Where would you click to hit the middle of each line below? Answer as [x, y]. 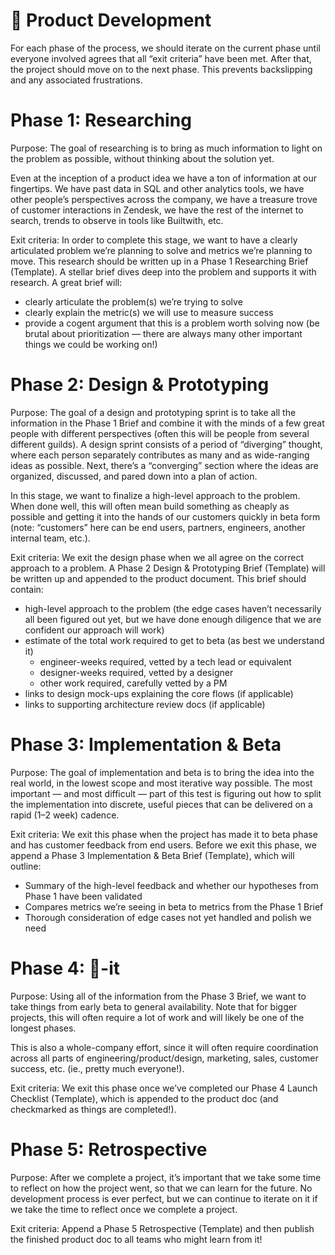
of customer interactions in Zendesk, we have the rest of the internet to [157, 210]
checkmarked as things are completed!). [93, 1109]
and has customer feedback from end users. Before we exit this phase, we [163, 845]
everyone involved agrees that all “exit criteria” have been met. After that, [161, 58]
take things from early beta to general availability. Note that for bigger [154, 1006]
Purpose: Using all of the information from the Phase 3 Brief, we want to [158, 996]
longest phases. [43, 1028]
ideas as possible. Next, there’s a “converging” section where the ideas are [164, 465]
